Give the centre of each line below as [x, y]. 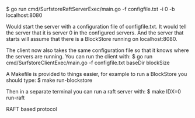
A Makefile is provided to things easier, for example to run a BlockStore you [97, 74]
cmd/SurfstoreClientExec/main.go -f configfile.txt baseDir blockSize [88, 63]
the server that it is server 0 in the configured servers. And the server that [95, 33]
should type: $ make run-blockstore [49, 80]
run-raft [15, 98]
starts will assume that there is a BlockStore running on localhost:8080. [92, 39]
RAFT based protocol [32, 109]
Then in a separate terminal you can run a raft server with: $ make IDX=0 [93, 91]
